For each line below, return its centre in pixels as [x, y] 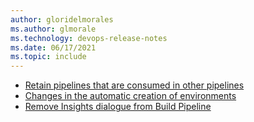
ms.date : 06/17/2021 [53, 47]
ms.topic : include [48, 57]
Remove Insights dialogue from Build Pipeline [118, 107]
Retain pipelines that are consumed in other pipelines [134, 85]
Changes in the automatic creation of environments [130, 96]
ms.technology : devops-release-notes [89, 38]
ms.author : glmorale [53, 29]
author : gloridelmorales [62, 19]
